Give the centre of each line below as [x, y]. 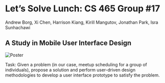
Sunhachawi [18, 27]
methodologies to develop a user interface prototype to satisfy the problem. [82, 75]
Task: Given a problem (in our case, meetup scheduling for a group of [76, 64]
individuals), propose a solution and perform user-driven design [70, 70]
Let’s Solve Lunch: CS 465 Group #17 [82, 9]
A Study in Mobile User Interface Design [68, 43]
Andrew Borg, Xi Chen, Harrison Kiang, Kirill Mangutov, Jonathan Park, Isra [82, 22]
